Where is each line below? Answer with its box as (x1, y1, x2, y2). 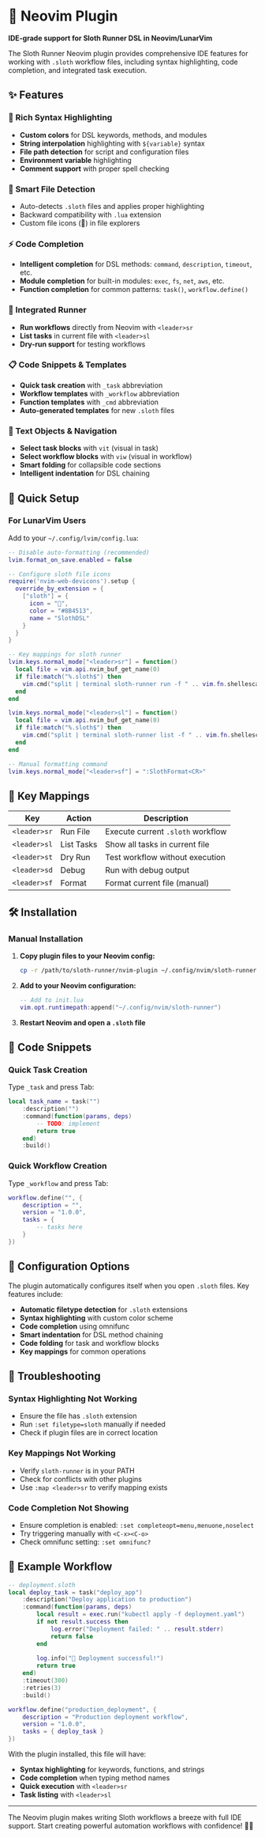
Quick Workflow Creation (8, 1161, 107, 1172)
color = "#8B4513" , (28, 607, 93, 615)
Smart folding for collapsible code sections (19, 460, 162, 470)
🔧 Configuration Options (8, 1260, 130, 1273)
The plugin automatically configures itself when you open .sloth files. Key (8, 1281, 250, 1290)
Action (65, 813, 92, 824)
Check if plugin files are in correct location (19, 1428, 159, 1438)
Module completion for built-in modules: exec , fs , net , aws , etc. (19, 276, 225, 286)
